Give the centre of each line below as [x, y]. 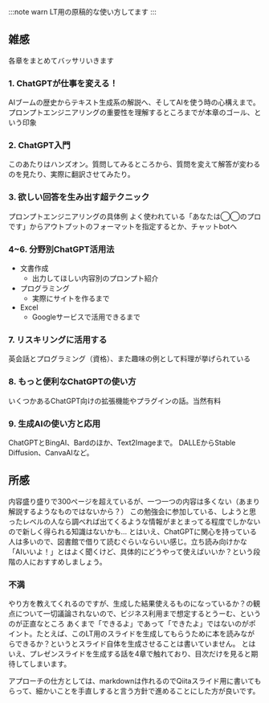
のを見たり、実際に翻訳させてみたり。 [71, 175]
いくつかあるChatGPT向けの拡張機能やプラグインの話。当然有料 [115, 401]
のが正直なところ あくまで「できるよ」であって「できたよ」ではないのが [128, 623]
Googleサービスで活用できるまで [86, 317]
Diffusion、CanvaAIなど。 [51, 452]
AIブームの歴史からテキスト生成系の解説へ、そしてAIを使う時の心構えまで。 [134, 102]
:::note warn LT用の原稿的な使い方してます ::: [82, 12]
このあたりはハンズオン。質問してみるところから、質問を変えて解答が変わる [134, 164]
